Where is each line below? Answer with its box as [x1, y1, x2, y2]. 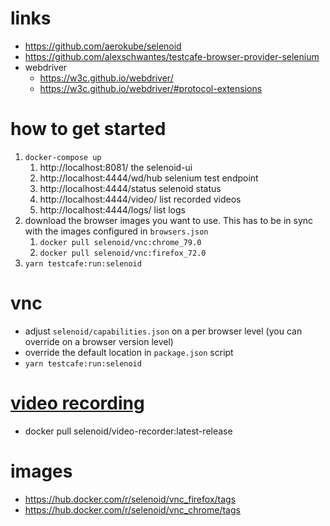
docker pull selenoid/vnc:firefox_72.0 [39, 248, 207, 258]
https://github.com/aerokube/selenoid [24, 40, 182, 52]
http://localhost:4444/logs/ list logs [39, 203, 186, 216]
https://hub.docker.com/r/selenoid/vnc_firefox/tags [24, 493, 237, 505]
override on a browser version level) [24, 335, 174, 347]
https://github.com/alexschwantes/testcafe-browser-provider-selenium [24, 50, 320, 62]
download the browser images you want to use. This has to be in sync [24, 214, 314, 226]
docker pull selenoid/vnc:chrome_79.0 [39, 237, 202, 247]
